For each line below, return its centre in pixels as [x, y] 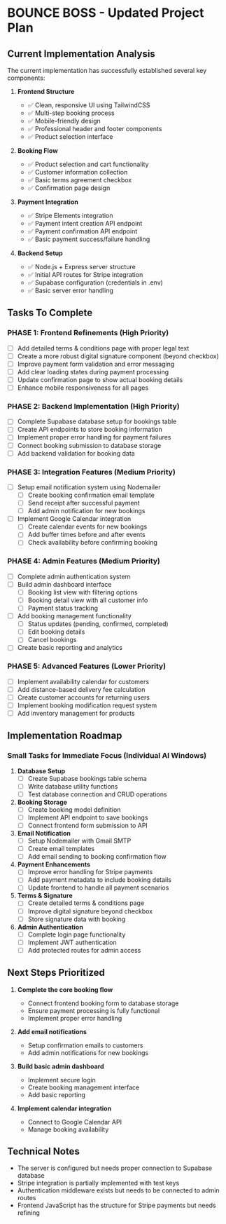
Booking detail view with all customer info [88, 600]
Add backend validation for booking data [76, 453]
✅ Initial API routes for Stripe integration [85, 274]
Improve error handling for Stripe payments [90, 872]
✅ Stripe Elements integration [70, 216]
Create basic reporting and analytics [70, 648]
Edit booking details [56, 632]
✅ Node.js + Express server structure [82, 267]
